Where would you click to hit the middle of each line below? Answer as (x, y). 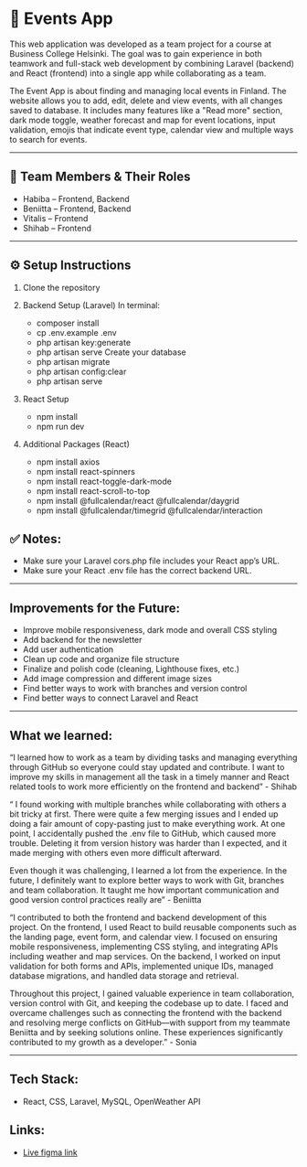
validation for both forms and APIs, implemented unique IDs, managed (142, 966)
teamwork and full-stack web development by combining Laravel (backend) (152, 63)
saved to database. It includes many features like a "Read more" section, (146, 110)
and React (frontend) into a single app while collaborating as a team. (138, 73)
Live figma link (50, 1152)
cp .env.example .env (76, 332)
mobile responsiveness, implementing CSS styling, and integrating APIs (144, 947)
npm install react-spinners (85, 471)
